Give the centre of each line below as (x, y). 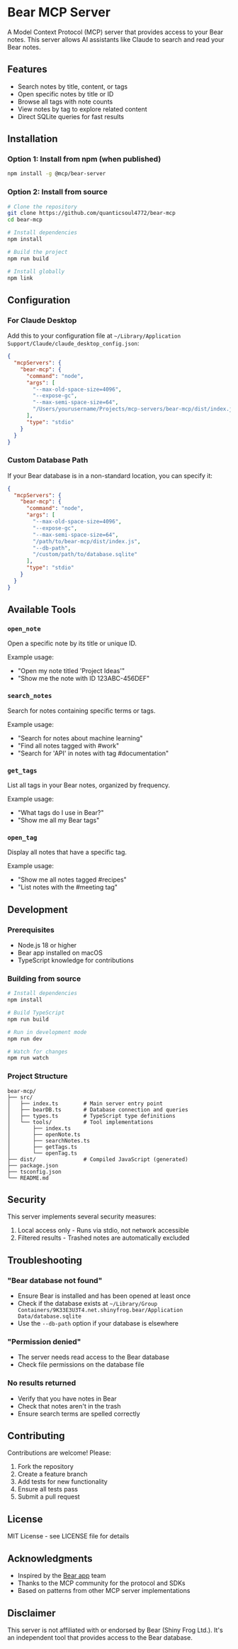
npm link (20, 278)
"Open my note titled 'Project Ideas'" (71, 671)
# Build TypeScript (36, 1013)
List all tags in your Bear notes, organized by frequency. (89, 785)
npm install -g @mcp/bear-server (57, 174)
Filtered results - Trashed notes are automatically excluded (103, 1238)
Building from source (44, 978)
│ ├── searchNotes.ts (49, 1140)
